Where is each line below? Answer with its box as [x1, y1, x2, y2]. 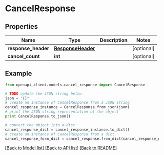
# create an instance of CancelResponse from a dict [5, 132, 115, 136]
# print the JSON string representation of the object [5, 109, 119, 115]
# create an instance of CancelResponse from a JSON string [5, 100, 130, 105]
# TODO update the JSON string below [5, 91, 82, 96]
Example [5, 69, 32, 78]
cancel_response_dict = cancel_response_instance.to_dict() [5, 127, 130, 132]
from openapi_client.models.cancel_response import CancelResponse [5, 82, 145, 87]
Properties [5, 22, 38, 31]
